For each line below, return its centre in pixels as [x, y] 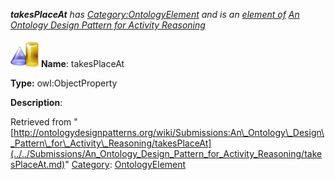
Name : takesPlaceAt [82, 63]
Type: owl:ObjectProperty [64, 83]
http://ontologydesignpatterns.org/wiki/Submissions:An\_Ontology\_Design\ [169, 132]
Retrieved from [41, 122]
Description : [36, 102]
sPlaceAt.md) [38, 164]
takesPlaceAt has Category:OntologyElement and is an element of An [155, 14]
